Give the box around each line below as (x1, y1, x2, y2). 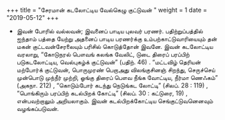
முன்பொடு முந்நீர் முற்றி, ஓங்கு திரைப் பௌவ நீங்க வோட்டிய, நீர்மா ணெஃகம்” (16, 74, 218, 81)
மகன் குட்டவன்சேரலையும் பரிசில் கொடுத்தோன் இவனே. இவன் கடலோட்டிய (16, 43, 213, 50)
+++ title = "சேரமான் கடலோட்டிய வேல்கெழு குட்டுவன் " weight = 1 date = (6, 6, 208, 14)
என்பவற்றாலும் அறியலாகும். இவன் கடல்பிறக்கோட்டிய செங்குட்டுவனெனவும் (16, 97, 213, 105)
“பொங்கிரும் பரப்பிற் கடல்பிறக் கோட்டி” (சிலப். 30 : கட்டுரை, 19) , (16, 89, 188, 97)
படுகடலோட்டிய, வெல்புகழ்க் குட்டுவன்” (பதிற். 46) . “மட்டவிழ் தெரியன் (16, 58, 202, 66)
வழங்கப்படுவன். (16, 105, 59, 112)
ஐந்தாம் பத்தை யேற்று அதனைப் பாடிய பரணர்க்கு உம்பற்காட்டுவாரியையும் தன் (16, 34, 217, 43)
